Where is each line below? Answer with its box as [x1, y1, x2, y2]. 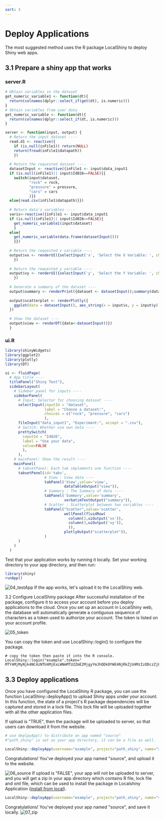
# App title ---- [9, 375, 45, 380]
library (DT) [5, 362, 29, 367]
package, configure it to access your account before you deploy [5, 599, 134, 605]
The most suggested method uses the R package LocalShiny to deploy [5, 44, 147, 50]
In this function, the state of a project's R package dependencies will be [5, 699, 149, 705]
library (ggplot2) [5, 352, 41, 357]
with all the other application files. [5, 709, 73, 715]
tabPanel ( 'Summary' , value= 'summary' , [44, 493, 121, 498]
